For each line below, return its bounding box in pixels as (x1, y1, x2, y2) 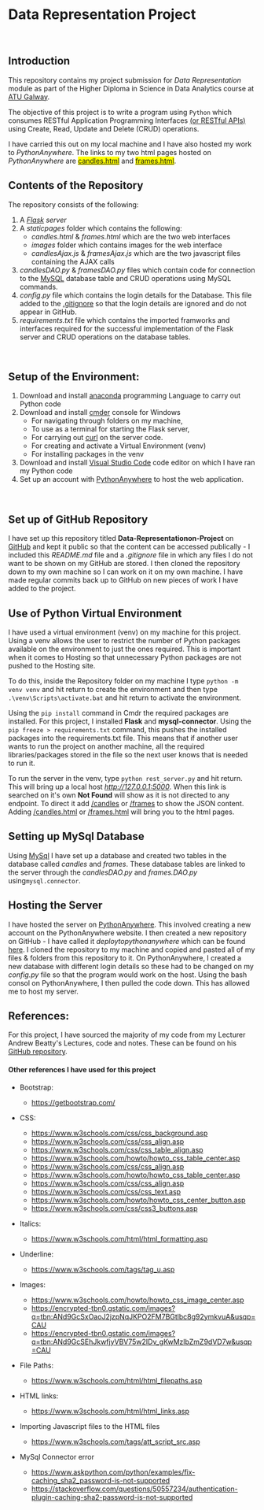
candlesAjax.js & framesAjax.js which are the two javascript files (31, 248, 241, 257)
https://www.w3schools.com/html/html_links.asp (31, 1406, 190, 1416)
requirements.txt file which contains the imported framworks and (19, 315, 230, 324)
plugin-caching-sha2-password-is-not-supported (31, 1492, 193, 1501)
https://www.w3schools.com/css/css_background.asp (31, 1128, 208, 1138)
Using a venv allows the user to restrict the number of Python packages (8, 636, 241, 645)
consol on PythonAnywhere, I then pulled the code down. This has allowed (8, 978, 250, 987)
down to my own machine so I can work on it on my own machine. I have (8, 567, 244, 576)
